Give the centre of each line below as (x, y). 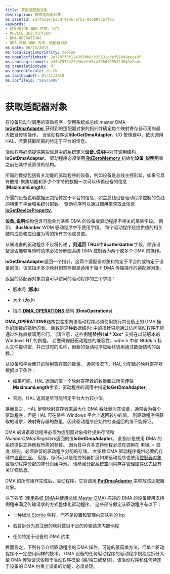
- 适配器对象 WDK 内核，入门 (32, 29)
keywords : (16, 24)
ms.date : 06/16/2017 (27, 48)
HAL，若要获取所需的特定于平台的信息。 (47, 141)
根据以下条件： (21, 370)
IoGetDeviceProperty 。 (30, 210)
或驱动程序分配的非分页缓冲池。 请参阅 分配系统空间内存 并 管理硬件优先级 (81, 464)
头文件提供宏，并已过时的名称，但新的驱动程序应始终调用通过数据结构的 (80, 346)
